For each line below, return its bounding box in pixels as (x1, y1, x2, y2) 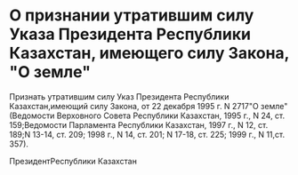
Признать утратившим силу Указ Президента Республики (9, 91, 230, 102)
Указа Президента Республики (9, 24, 252, 44)
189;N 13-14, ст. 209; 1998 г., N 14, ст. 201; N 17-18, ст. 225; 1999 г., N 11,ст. (9, 129, 286, 139)
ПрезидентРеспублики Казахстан (9, 155, 138, 166)
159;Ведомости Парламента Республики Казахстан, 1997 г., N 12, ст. (9, 119, 269, 130)
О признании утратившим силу (9, 5, 254, 26)
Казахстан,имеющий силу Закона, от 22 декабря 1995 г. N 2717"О (9, 100, 260, 111)
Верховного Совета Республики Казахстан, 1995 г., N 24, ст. (56, 110, 286, 121)
